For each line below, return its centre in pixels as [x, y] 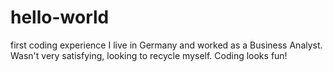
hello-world [60, 17]
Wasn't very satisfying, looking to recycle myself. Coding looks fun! [149, 55]
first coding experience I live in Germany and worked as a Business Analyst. [166, 45]
